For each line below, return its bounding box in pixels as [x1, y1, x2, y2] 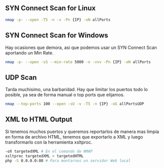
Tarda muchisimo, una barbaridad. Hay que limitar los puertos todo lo [5, 86, 148, 92]
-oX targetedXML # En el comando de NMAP [5, 148, 93, 154]
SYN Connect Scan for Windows [5, 31, 108, 39]
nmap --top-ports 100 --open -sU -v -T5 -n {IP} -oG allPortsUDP [5, 101, 144, 106]
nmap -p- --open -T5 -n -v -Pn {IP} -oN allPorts [5, 17, 111, 22]
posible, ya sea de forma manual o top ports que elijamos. [5, 92, 125, 98]
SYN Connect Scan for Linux [5, 4, 96, 12]
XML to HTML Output [5, 115, 72, 124]
